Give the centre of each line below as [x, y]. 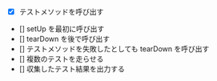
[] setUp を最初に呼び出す [62, 29]
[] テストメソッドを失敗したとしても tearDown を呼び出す [114, 49]
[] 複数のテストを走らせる [61, 59]
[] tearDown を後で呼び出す [64, 39]
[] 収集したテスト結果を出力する [72, 69]
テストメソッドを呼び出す [61, 12]
